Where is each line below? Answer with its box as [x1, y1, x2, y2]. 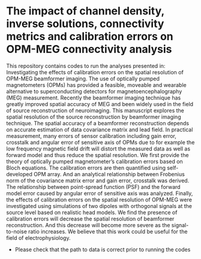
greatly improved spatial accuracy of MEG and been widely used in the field [6, 100, 194, 107]
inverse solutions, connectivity [6, 17, 164, 31]
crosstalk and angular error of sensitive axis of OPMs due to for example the [6, 138, 195, 146]
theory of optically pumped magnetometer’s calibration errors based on [6, 158, 183, 165]
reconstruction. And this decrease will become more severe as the [6, 221, 170, 228]
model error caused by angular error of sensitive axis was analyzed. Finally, [6, 189, 193, 197]
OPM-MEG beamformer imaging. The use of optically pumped [6, 75, 160, 82]
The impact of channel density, [6, 4, 165, 18]
